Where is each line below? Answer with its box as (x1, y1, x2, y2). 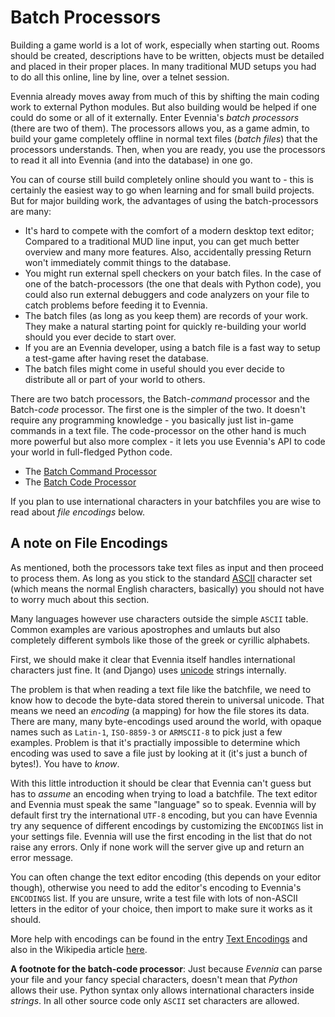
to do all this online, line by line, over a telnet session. (10, 71, 230, 83)
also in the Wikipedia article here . (10, 943, 148, 955)
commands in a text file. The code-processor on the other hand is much (10, 424, 307, 436)
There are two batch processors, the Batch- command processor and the (10, 392, 310, 405)
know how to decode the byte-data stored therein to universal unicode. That (10, 694, 325, 706)
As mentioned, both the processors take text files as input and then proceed (10, 561, 324, 573)
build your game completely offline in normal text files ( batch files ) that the (10, 132, 318, 145)
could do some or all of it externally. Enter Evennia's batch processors (10, 111, 300, 123)
